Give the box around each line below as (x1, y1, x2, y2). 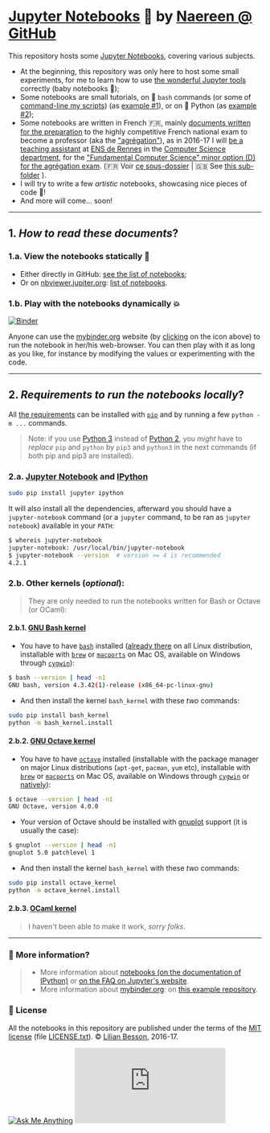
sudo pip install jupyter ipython (8, 489, 125, 497)
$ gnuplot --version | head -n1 (8, 841, 117, 850)
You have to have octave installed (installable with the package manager (19, 754, 259, 764)
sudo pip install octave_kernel (8, 879, 117, 888)
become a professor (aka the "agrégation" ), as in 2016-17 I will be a (19, 135, 243, 145)
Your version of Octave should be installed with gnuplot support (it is (19, 817, 247, 827)
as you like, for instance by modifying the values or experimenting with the (8, 348, 256, 358)
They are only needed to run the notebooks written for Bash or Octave (27, 595, 261, 606)
